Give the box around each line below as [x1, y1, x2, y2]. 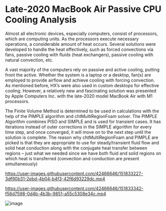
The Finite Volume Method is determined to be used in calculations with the [5, 108, 160, 114]
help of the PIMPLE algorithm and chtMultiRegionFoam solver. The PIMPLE [5, 113, 158, 119]
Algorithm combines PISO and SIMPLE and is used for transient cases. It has [5, 118, 161, 124]
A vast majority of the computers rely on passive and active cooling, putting [5, 66, 160, 73]
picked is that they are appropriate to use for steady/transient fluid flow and [5, 139, 160, 145]
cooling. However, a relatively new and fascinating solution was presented [5, 88, 157, 94]
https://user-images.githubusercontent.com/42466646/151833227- [5, 170, 143, 176]
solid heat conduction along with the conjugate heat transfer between [5, 145, 148, 151]
